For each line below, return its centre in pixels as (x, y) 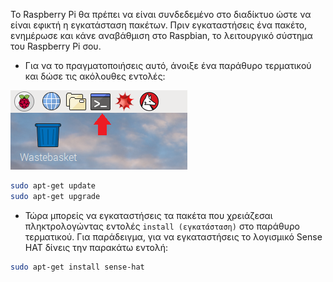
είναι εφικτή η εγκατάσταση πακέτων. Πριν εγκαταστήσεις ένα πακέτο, (159, 25)
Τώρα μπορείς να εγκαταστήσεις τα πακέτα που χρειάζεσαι (148, 215)
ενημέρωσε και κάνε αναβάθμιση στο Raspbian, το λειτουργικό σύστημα (161, 35)
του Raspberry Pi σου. (56, 46)
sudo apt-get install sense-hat (77, 267)
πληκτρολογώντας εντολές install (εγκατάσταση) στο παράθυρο (162, 226)
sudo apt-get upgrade (55, 196)
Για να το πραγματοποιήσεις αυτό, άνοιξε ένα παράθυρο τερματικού (168, 65)
